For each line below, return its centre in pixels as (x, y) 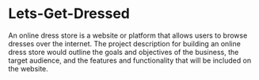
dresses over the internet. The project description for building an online (125, 43)
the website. (29, 68)
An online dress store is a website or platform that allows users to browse (128, 35)
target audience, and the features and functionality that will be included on (130, 60)
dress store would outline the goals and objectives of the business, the (124, 52)
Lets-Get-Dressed (69, 14)
